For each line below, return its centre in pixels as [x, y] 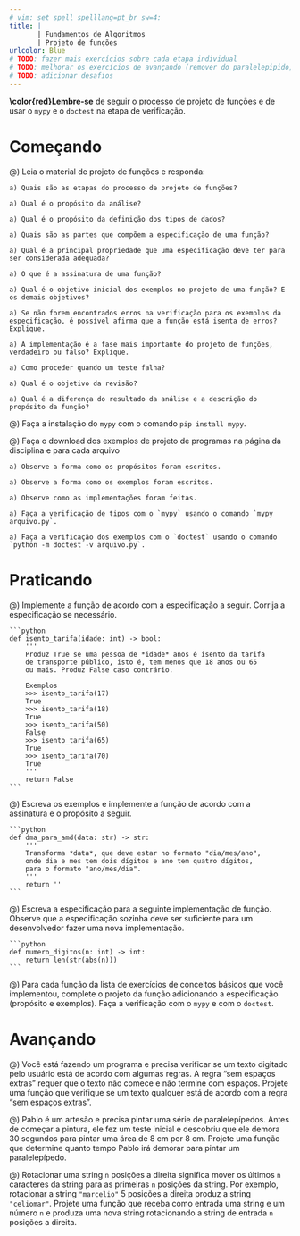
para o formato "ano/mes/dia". [83, 869]
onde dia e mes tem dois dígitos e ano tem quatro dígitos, [139, 861]
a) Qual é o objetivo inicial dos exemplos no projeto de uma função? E [147, 290]
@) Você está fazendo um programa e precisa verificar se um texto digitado [149, 1064]
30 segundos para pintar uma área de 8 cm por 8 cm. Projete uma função [145, 1138]
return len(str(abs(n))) [71, 960]
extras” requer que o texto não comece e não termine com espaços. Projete [149, 1083]
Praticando [51, 580]
